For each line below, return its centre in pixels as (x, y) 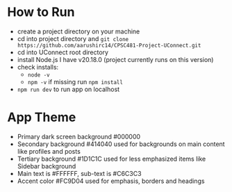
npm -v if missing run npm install (75, 81)
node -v (39, 75)
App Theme (42, 117)
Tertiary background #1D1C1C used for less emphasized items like (111, 159)
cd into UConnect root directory (63, 52)
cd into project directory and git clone (73, 38)
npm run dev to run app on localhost (68, 89)
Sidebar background (47, 166)
